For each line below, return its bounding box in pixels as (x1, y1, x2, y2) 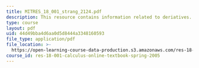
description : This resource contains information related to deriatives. (6, 14, 192, 20)
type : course (6, 20, 38, 25)
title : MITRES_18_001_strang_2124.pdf (6, 8, 102, 15)
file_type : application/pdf (6, 36, 76, 42)
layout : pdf (6, 25, 36, 31)
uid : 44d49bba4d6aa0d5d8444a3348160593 (6, 31, 105, 37)
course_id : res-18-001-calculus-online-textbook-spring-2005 (6, 53, 161, 59)
